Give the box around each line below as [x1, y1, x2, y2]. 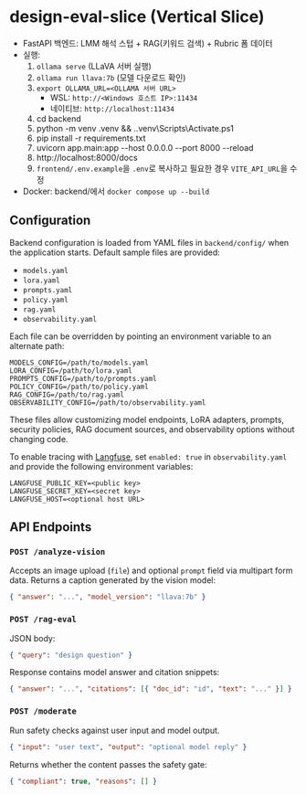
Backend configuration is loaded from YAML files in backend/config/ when [9, 237, 290, 248]
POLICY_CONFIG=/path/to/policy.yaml [9, 382, 149, 391]
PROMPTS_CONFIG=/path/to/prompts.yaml [9, 374, 157, 383]
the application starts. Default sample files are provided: [9, 247, 221, 258]
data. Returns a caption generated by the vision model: [9, 575, 216, 586]
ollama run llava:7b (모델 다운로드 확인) [36, 71, 186, 83]
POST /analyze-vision [9, 546, 106, 557]
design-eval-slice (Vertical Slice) [9, 6, 265, 27]
